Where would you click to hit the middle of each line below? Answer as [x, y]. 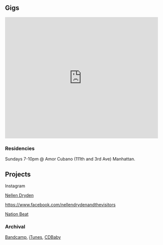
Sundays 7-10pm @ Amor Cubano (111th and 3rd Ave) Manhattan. [70, 159]
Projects [18, 174]
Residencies [20, 148]
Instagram [15, 186]
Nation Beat [17, 214]
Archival [15, 227]
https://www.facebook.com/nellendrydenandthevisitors [60, 204]
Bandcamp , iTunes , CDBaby [33, 237]
